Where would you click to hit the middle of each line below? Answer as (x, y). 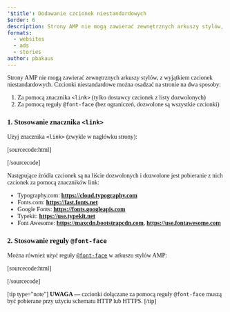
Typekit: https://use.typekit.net (56, 216)
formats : (20, 33)
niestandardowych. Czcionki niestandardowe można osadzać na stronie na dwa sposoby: (114, 85)
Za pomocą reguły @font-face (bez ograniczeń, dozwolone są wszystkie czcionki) (118, 104)
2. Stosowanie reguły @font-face (57, 241)
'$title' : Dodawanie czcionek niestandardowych (77, 13)
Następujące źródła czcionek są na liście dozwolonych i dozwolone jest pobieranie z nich (115, 176)
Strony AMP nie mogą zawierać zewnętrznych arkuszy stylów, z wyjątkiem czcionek (110, 78)
